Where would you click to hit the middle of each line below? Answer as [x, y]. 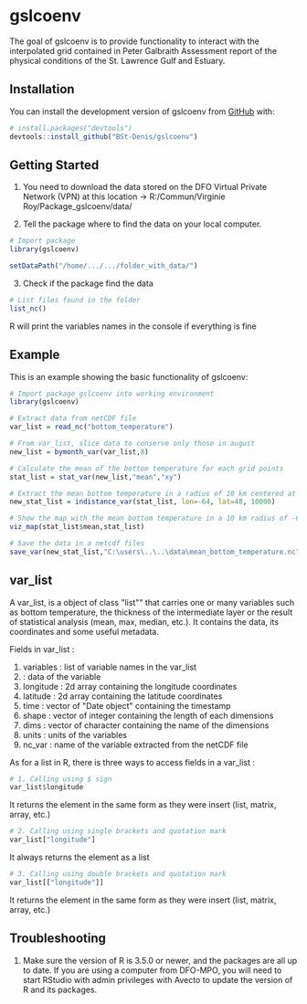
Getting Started [54, 165]
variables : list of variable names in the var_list [110, 667]
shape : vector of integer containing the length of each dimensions [148, 715]
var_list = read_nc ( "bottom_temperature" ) [91, 427]
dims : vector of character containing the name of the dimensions [146, 725]
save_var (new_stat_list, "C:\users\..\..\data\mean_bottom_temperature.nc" [155, 552]
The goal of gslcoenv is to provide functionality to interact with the [135, 41]
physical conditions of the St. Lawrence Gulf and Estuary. [117, 60]
